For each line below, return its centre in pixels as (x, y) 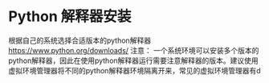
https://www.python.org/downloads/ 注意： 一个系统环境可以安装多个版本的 (134, 50)
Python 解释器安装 (70, 17)
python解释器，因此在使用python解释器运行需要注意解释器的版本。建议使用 (133, 60)
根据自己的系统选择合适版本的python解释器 (79, 40)
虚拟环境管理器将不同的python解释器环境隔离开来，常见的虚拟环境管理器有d (134, 70)
